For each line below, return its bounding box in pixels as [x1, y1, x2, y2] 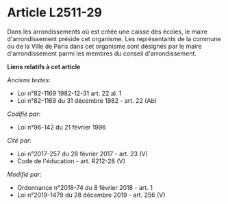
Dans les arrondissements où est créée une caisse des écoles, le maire [7, 27, 207, 36]
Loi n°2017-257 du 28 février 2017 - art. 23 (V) [16, 149, 149, 158]
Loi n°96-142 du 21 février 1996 [16, 123, 106, 131]
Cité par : [7, 136, 32, 145]
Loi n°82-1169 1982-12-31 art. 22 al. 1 [16, 89, 122, 97]
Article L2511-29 [7, 5, 103, 21]
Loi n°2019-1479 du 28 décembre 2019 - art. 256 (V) [16, 191, 166, 199]
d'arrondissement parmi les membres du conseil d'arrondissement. [7, 49, 197, 58]
